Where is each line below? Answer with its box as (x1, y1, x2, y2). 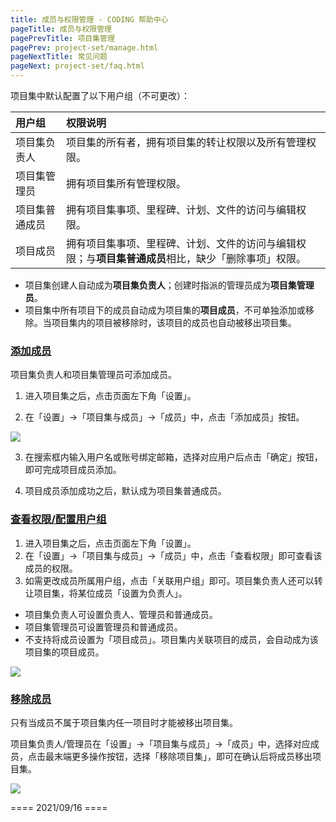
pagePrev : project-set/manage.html (10, 42, 159, 53)
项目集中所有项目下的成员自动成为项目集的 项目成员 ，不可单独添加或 (24, 304, 306, 316)
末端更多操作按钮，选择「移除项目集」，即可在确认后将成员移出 (53, 750, 313, 762)
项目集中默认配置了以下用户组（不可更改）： (10, 90, 190, 101)
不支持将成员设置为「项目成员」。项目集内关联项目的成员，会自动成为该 (24, 633, 319, 645)
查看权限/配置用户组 (10, 512, 107, 526)
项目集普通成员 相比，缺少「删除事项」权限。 (95, 252, 307, 265)
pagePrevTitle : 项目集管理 (10, 33, 115, 43)
